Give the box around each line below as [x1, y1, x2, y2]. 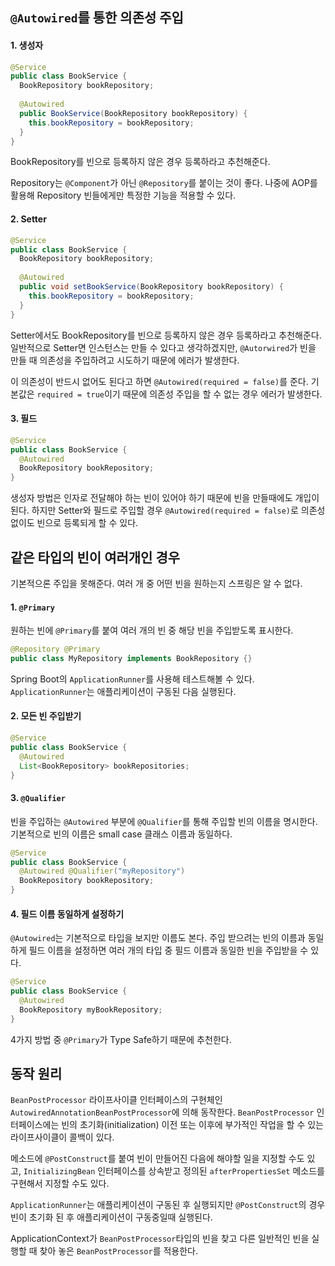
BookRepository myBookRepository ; [19, 1004, 163, 1015]
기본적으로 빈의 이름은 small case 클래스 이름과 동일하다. [10, 828, 233, 840]
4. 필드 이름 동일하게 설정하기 [10, 908, 125, 920]
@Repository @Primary [10, 644, 101, 655]
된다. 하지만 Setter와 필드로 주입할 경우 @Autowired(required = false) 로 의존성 [10, 504, 326, 517]
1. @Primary [10, 601, 55, 613]
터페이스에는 [10, 1119, 60, 1131]
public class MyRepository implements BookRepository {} [10, 654, 253, 664]
